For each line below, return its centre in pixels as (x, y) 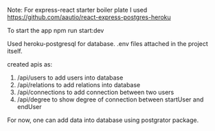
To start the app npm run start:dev (56, 31)
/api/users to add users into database (70, 78)
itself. (15, 51)
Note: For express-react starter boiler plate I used (77, 10)
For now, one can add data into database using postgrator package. (103, 120)
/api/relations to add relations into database (79, 85)
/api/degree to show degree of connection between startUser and (110, 99)
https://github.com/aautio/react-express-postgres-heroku (89, 17)
